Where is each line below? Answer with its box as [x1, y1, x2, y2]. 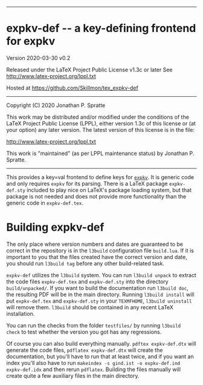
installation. [6, 310, 35, 317]
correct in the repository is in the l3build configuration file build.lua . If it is [6, 246, 195, 254]
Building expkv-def [6, 220, 105, 234]
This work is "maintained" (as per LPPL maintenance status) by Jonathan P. [6, 150, 195, 157]
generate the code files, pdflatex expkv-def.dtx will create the [6, 346, 163, 354]
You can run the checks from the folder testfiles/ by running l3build [6, 321, 181, 329]
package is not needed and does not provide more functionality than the [6, 192, 186, 200]
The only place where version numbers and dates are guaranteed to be [6, 240, 183, 248]
